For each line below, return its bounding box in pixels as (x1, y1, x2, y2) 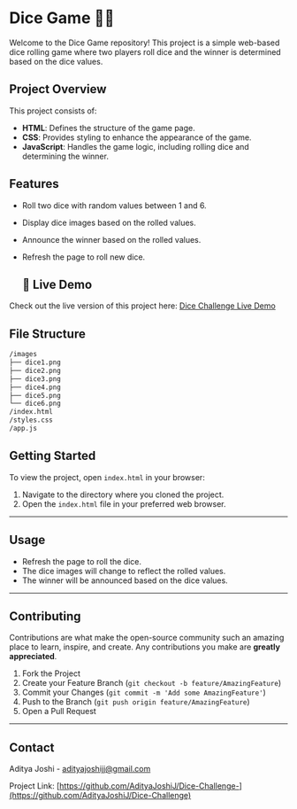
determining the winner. (21, 151, 109, 161)
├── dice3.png (9, 374, 62, 384)
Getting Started (9, 448, 96, 463)
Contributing (9, 609, 81, 624)
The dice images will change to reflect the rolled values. (21, 565, 226, 576)
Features (9, 176, 59, 191)
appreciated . (9, 651, 57, 662)
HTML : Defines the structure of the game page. (21, 122, 196, 133)
